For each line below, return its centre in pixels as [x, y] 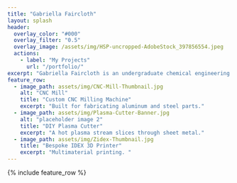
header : [19, 27]
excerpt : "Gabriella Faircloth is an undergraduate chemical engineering [119, 73]
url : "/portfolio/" [55, 67]
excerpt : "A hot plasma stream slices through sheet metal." [112, 133]
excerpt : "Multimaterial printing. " [76, 152]
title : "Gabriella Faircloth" [52, 14]
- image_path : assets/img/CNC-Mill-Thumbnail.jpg [88, 87]
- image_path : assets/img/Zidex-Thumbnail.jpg [84, 139]
